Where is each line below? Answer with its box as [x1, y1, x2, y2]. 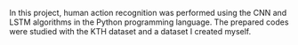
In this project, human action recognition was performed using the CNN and [9, 8, 287, 18]
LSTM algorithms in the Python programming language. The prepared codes [9, 17, 289, 27]
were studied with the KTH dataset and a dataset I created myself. [9, 26, 252, 36]
